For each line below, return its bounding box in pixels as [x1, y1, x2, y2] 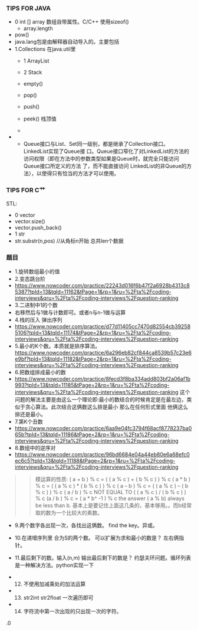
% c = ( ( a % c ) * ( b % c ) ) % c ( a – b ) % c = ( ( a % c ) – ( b [35, 482, 189, 489]
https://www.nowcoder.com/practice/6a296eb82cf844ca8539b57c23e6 [14, 349, 192, 356]
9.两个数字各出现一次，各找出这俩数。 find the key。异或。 [14, 521, 158, 529]
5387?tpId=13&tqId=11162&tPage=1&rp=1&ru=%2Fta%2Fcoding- [14, 288, 172, 295]
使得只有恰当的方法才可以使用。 [41, 170, 120, 177]
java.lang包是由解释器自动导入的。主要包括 [14, 38, 120, 45]
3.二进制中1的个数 [14, 301, 58, 308]
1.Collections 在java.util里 [14, 45, 76, 53]
